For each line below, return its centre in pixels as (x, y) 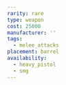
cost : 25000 (24, 26)
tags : (15, 39)
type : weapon (26, 20)
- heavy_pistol (35, 64)
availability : (27, 58)
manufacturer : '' (32, 33)
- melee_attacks (36, 45)
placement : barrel (33, 52)
